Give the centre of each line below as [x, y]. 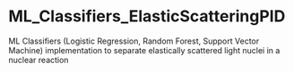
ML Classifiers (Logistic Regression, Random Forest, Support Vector [134, 41]
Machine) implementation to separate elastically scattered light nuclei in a [144, 50]
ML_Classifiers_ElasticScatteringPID [147, 16]
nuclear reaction [39, 60]
